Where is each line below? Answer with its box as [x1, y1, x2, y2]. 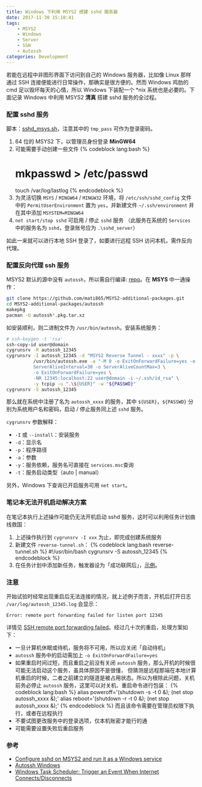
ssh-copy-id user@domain [6, 341, 69, 347]
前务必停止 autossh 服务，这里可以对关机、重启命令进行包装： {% [14, 682, 178, 689]
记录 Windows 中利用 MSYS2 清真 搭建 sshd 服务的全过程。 [11, 93, 160, 101]
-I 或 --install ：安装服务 [14, 431, 80, 438]
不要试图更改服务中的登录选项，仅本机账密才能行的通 [14, 717, 148, 724]
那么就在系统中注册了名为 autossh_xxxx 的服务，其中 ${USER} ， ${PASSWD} [6, 398, 187, 405]
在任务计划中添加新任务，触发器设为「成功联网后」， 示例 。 [14, 561, 161, 569]
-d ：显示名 [14, 438, 42, 446]
